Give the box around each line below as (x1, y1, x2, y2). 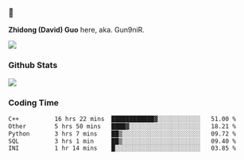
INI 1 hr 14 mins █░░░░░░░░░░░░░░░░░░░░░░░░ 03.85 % (8, 144, 237, 153)
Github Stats (8, 59, 58, 70)
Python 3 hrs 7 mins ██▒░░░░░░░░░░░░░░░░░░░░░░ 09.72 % (8, 130, 237, 138)
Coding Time (8, 97, 60, 108)
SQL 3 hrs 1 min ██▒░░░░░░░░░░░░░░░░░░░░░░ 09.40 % (8, 137, 237, 145)
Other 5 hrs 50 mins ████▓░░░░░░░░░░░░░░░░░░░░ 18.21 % (8, 122, 237, 130)
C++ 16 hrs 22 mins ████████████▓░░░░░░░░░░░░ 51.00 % (8, 115, 237, 123)
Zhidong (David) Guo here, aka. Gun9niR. (8, 25, 145, 35)
